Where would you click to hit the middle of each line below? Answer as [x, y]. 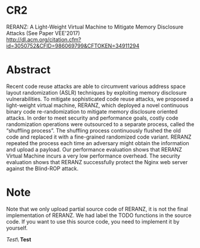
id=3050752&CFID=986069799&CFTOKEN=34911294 [73, 46]
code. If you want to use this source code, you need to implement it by [93, 221]
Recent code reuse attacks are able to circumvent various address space [96, 86]
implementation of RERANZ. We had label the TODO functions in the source [99, 215]
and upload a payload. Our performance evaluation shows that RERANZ [94, 149]
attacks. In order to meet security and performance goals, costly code [93, 118]
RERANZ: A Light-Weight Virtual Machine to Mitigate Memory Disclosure [95, 27]
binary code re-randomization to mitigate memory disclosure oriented [92, 111]
